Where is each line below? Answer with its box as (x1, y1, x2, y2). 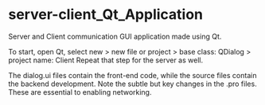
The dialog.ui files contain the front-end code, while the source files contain (8, 70, 257, 80)
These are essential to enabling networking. (8, 87, 152, 96)
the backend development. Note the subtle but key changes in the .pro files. (8, 79, 257, 88)
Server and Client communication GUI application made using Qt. (8, 32, 222, 41)
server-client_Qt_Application (8, 6, 204, 24)
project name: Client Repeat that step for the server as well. (8, 55, 204, 65)
